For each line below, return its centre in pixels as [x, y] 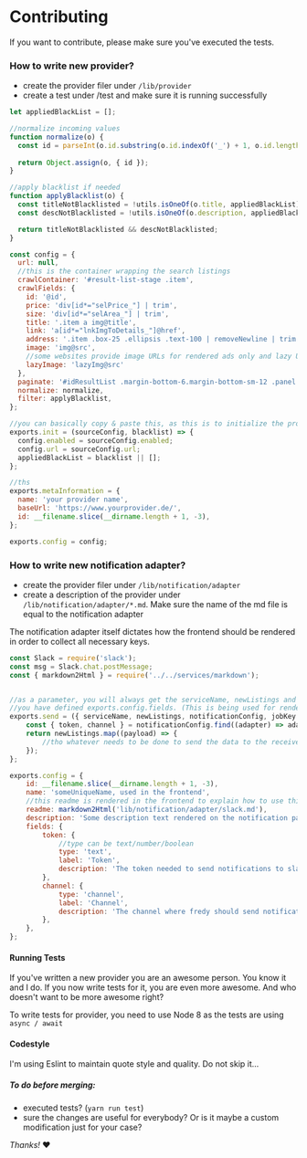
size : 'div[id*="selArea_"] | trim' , [98, 314]
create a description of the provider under [101, 595]
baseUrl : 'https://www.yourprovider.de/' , [100, 509]
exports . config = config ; [58, 542]
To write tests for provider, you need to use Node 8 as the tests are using [147, 1015]
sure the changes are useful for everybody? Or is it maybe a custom [151, 1118]
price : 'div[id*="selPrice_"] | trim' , [102, 305]
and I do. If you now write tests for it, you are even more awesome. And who [153, 987]
